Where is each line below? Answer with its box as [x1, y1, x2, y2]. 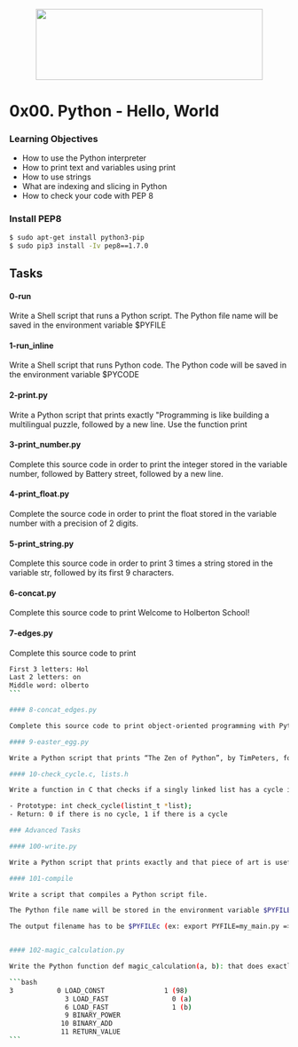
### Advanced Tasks [9, 826, 82, 835]
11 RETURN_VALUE [60, 1027, 122, 1036]
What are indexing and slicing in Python [21, 181, 168, 192]
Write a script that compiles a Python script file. [9, 890, 208, 899]
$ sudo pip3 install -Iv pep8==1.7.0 [9, 241, 149, 250]
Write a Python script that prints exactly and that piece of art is [9, 858, 272, 867]
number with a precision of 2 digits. [9, 518, 139, 528]
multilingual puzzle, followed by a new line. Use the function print [9, 418, 248, 430]
